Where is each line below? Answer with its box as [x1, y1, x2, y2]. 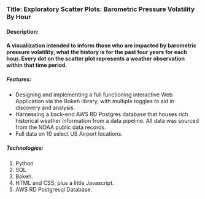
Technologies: [6, 144, 44, 152]
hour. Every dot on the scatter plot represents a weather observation [6, 55, 185, 63]
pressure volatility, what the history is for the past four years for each [6, 49, 187, 56]
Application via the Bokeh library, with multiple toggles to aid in [15, 98, 175, 105]
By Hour [6, 12, 31, 21]
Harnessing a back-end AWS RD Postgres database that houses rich [15, 111, 188, 118]
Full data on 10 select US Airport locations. [15, 130, 123, 138]
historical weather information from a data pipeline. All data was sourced [15, 117, 199, 125]
